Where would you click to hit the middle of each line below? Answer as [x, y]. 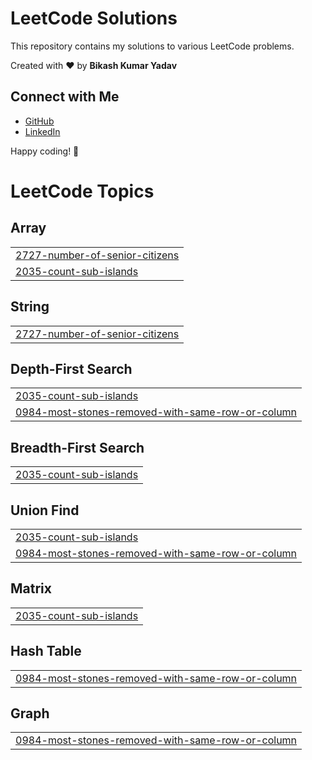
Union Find [45, 510]
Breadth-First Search [77, 447]
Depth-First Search [71, 368]
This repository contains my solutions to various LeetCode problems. [152, 46]
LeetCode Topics [82, 191]
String [30, 307]
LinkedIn [42, 131]
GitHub [39, 121]
